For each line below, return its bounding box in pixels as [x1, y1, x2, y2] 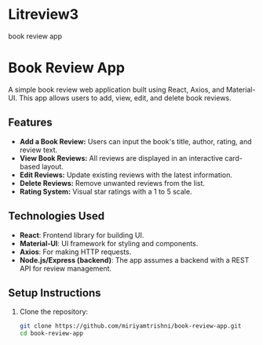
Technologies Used [8, 209, 104, 223]
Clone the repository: [19, 307, 89, 317]
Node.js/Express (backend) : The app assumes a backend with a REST [19, 255, 250, 264]
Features [8, 116, 53, 129]
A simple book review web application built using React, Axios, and [8, 85, 225, 94]
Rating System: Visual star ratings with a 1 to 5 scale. [19, 187, 192, 196]
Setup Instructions [8, 286, 101, 300]
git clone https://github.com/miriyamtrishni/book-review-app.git [19, 322, 242, 330]
